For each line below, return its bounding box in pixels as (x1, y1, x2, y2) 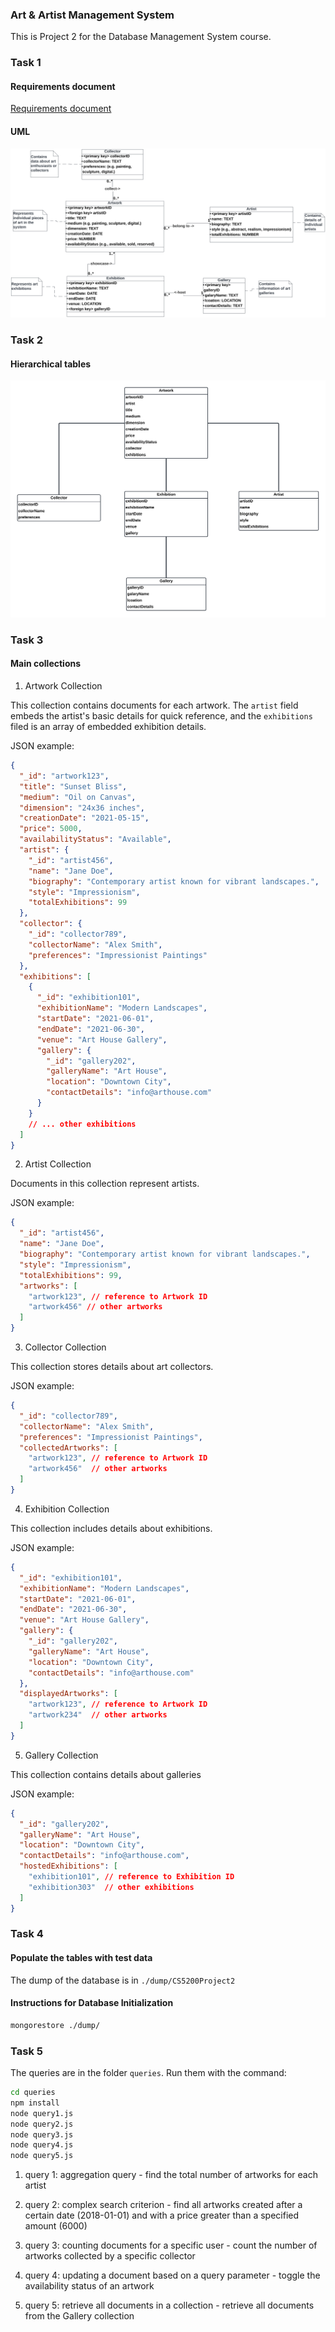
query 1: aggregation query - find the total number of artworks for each (24, 2169, 319, 2181)
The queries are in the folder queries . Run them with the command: (10, 2067, 287, 2079)
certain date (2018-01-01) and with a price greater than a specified (24, 2209, 300, 2222)
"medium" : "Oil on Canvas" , (19, 792, 137, 802)
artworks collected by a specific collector (24, 2250, 196, 2262)
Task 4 (10, 1927, 44, 1941)
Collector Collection (24, 1341, 107, 1353)
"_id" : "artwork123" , (19, 771, 110, 781)
